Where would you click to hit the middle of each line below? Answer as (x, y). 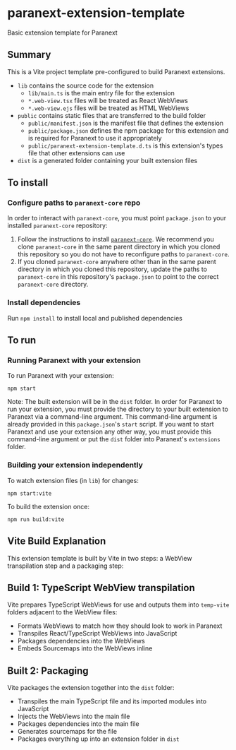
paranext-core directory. (53, 285)
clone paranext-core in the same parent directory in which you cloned (119, 247)
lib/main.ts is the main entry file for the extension (101, 93)
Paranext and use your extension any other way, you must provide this (110, 431)
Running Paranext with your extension (74, 360)
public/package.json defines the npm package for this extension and (128, 130)
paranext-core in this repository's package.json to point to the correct (118, 277)
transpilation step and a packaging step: (66, 566)
